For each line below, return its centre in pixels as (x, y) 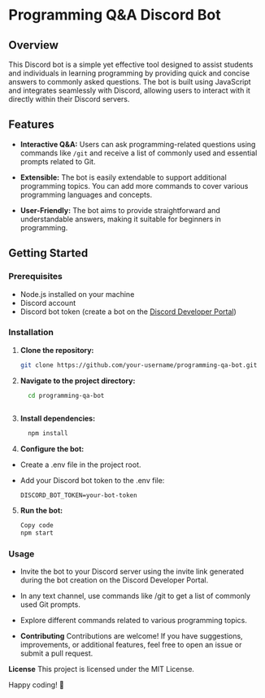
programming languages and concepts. (86, 194)
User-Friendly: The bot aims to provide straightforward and (120, 210)
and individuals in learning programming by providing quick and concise (129, 73)
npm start (37, 533)
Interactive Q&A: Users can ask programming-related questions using (138, 144)
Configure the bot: (52, 449)
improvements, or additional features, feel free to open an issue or (131, 645)
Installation (31, 333)
